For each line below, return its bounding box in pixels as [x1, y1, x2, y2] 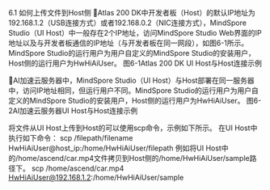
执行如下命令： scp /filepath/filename [8, 133, 133, 142]
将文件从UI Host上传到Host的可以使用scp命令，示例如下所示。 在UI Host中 [8, 123, 258, 133]
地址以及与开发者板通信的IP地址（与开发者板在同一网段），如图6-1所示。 [8, 38, 249, 48]
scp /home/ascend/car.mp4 [31, 163, 124, 173]
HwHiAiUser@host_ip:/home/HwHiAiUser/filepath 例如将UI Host [8, 143, 222, 153]
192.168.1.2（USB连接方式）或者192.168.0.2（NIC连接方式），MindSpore [8, 18, 247, 27]
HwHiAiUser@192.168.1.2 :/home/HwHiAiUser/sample [8, 173, 184, 182]
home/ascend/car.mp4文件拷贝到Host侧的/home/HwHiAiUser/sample [18, 154, 250, 163]
